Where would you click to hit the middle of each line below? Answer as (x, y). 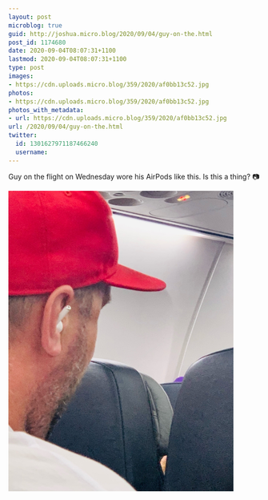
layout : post (30, 17)
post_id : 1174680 (37, 42)
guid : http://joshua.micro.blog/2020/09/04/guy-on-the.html (111, 34)
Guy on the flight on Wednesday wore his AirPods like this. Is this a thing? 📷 (134, 176)
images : (21, 76)
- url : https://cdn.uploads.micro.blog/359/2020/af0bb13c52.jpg (118, 119)
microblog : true (35, 25)
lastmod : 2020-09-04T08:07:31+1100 (68, 59)
